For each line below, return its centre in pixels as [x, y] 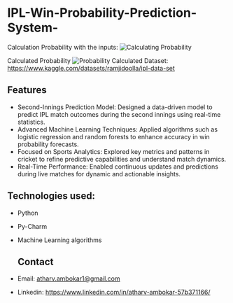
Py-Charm [32, 226]
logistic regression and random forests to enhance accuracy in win [113, 136]
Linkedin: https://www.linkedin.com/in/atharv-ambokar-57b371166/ [114, 293]
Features [27, 90]
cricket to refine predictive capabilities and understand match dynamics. [122, 159]
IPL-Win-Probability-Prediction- [102, 13]
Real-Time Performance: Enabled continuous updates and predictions [118, 167]
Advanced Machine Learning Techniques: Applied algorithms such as [118, 129]
